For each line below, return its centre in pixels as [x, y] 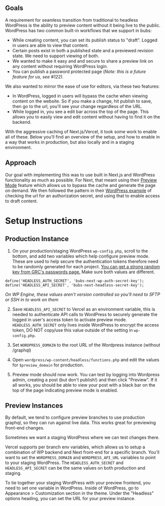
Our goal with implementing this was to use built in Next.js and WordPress [80, 175]
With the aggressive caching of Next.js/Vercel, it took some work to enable [81, 131]
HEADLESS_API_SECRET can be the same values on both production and [75, 468]
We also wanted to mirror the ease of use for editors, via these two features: [82, 86]
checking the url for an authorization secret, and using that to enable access [82, 196]
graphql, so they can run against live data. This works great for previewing [81, 423]
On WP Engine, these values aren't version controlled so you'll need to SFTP [83, 294]
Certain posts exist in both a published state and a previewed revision [83, 50]
